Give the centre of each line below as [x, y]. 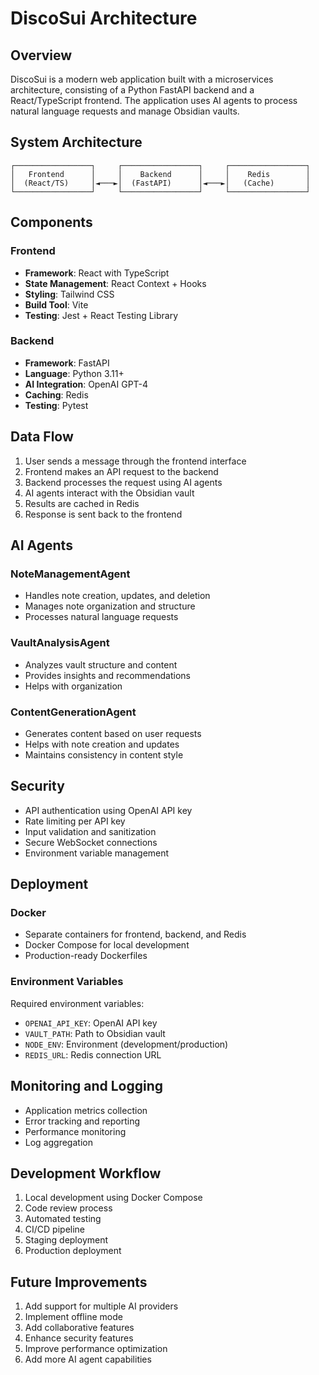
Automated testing [63, 1219]
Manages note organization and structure [110, 606]
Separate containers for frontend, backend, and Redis [135, 934]
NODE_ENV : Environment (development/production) [126, 1044]
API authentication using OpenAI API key [108, 810]
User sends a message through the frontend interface [135, 461]
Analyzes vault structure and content [101, 664]
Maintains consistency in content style [104, 754]
